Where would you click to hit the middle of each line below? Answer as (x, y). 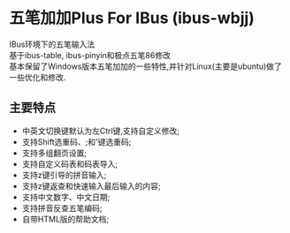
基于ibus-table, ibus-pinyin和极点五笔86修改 (90, 55)
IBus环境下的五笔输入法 (52, 44)
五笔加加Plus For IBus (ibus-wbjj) (132, 18)
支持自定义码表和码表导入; (70, 163)
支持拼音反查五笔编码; (62, 207)
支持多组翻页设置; (54, 153)
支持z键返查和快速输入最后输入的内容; (91, 185)
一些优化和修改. (38, 77)
